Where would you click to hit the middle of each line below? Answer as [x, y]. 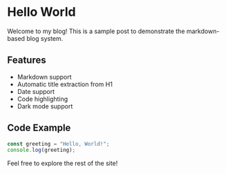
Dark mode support [45, 106]
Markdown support [44, 77]
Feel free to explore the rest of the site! [63, 164]
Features [27, 60]
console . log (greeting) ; [41, 150]
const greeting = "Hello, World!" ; [58, 144]
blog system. [45, 38]
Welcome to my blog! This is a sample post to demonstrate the [96, 31]
